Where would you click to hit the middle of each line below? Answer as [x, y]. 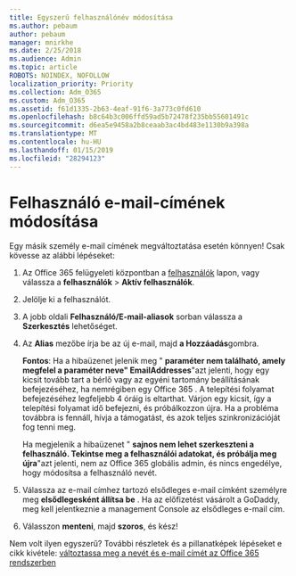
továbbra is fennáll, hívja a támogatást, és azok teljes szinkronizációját [151, 418]
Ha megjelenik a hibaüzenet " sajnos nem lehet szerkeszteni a [138, 444]
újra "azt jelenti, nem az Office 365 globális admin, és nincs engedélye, [152, 464]
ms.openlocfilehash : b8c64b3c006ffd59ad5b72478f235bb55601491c [129, 117]
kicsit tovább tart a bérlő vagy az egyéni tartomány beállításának [141, 380]
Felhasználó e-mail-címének [117, 202]
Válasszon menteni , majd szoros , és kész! [100, 526]
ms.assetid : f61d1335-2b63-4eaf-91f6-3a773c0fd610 [105, 109]
